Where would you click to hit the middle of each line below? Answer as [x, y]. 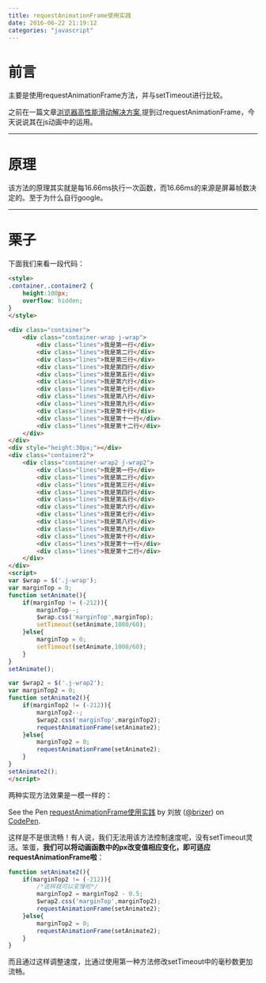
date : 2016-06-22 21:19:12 [53, 23]
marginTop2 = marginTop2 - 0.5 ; [90, 894]
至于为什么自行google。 [68, 198]
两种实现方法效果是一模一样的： [60, 795]
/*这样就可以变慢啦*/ [68, 887]
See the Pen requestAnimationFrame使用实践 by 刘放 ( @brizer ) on [116, 812]
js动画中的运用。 [70, 122]
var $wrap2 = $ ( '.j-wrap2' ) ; [56, 683]
